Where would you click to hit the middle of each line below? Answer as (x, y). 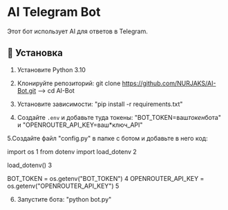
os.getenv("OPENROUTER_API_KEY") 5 (63, 186)
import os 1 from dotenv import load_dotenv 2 (72, 151)
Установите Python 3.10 (51, 69)
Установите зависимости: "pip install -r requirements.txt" (100, 104)
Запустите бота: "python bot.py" (64, 199)
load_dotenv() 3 (30, 165)
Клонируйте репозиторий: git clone (69, 83)
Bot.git (27, 90)
